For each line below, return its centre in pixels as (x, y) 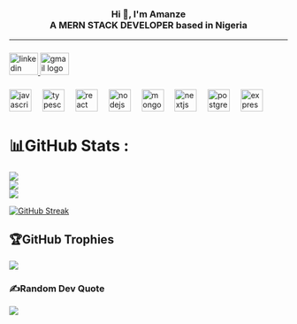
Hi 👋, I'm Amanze (148, 14)
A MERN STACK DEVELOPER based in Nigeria (148, 25)
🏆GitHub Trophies (62, 239)
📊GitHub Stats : (69, 146)
